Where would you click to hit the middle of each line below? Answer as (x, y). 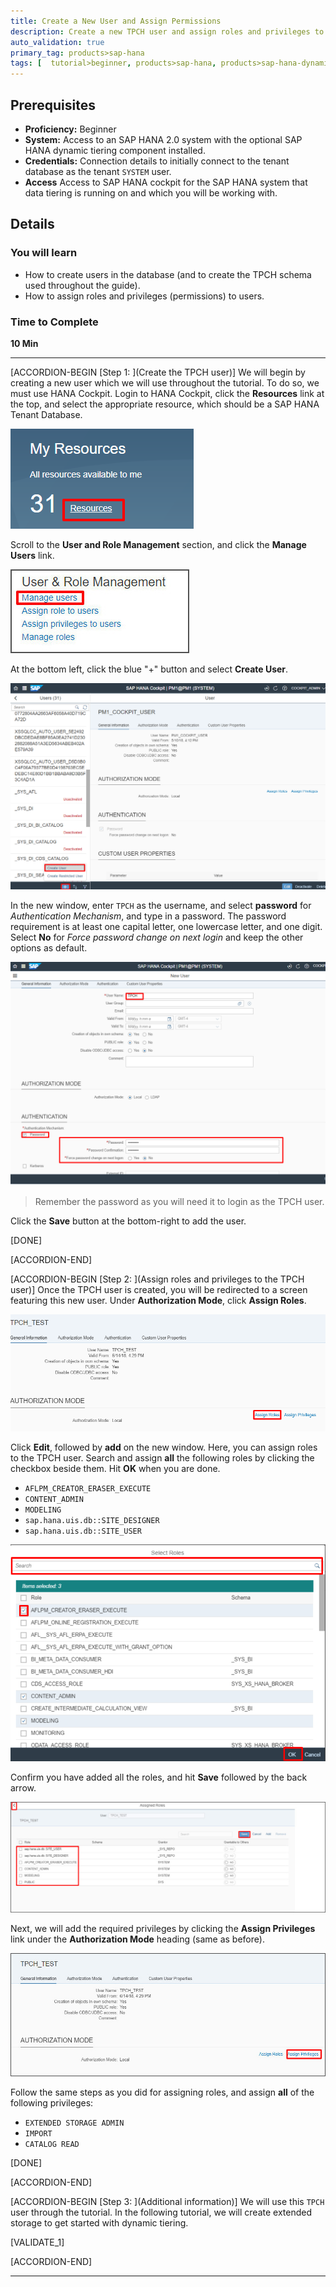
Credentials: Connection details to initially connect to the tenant (157, 161)
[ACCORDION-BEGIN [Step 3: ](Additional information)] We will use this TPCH (167, 2201)
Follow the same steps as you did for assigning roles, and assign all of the (162, 2092)
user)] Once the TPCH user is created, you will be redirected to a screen (159, 1289)
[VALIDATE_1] (37, 2242)
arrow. (23, 1787)
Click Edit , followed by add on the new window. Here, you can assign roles (164, 1447)
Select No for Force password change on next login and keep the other (157, 937)
